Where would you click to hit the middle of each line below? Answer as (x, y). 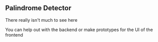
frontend (14, 35)
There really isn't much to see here (42, 20)
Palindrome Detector (38, 8)
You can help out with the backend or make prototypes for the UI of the (79, 30)
